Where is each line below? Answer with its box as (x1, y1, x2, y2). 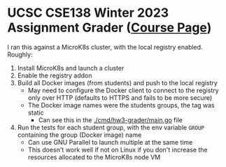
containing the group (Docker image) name (17, 131, 142, 139)
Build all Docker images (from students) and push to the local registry (17, 78, 218, 87)
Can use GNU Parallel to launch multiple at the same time (27, 138, 193, 146)
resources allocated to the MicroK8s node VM (27, 152, 161, 161)
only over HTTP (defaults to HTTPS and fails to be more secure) (27, 93, 213, 102)
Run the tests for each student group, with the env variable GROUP (17, 123, 205, 131)
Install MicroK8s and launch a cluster (17, 64, 125, 72)
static (27, 108, 44, 117)
